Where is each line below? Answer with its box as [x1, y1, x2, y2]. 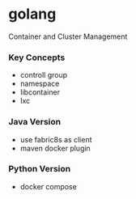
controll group [19, 70, 68, 80]
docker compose [19, 181, 77, 191]
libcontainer [19, 87, 61, 97]
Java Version [8, 116, 62, 128]
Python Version [8, 163, 71, 175]
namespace [19, 78, 60, 89]
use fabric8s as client [19, 134, 92, 144]
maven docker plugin [19, 143, 91, 153]
